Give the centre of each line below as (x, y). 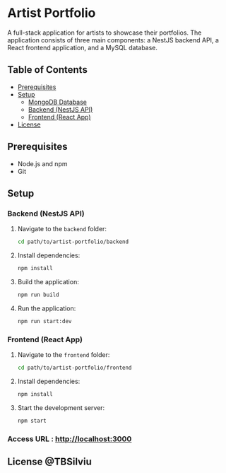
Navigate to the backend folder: (62, 229)
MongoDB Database (57, 102)
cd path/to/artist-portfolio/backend (73, 242)
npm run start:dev (44, 321)
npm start (32, 421)
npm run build (38, 295)
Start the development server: (61, 407)
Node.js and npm (42, 163)
